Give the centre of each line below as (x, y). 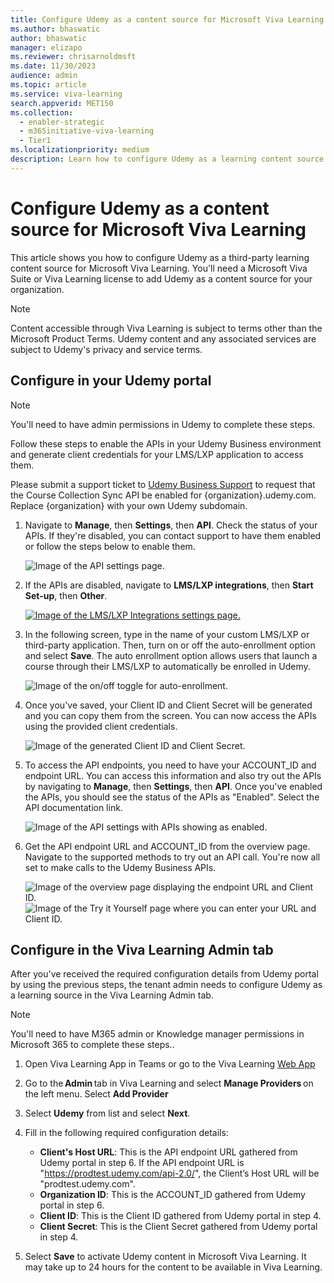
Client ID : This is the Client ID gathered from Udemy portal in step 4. (180, 1216)
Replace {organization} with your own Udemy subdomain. (129, 505)
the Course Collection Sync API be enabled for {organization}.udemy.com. (163, 495)
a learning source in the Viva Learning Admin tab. (112, 995)
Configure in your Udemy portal (111, 381)
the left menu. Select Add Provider (96, 1094)
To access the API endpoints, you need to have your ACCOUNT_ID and (170, 765)
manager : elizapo (46, 47)
